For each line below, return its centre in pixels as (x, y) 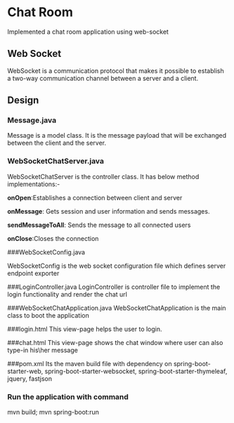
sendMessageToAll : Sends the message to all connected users (99, 225)
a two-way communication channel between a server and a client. (103, 78)
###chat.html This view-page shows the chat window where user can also (115, 342)
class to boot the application (48, 315)
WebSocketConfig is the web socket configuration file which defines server (117, 266)
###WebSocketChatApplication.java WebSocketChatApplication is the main (117, 308)
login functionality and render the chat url (67, 294)
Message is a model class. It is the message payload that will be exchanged (117, 136)
